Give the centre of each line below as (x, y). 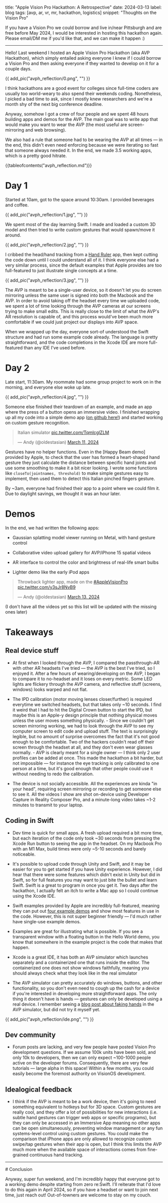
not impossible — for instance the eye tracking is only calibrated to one (86, 763)
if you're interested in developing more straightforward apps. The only (84, 993)
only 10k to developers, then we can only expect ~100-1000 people (81, 1058)
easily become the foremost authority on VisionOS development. (79, 1073)
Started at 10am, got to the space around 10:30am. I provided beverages (80, 199)
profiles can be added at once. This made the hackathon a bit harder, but (87, 758)
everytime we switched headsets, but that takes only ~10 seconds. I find (87, 704)
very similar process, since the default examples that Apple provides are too (83, 265)
